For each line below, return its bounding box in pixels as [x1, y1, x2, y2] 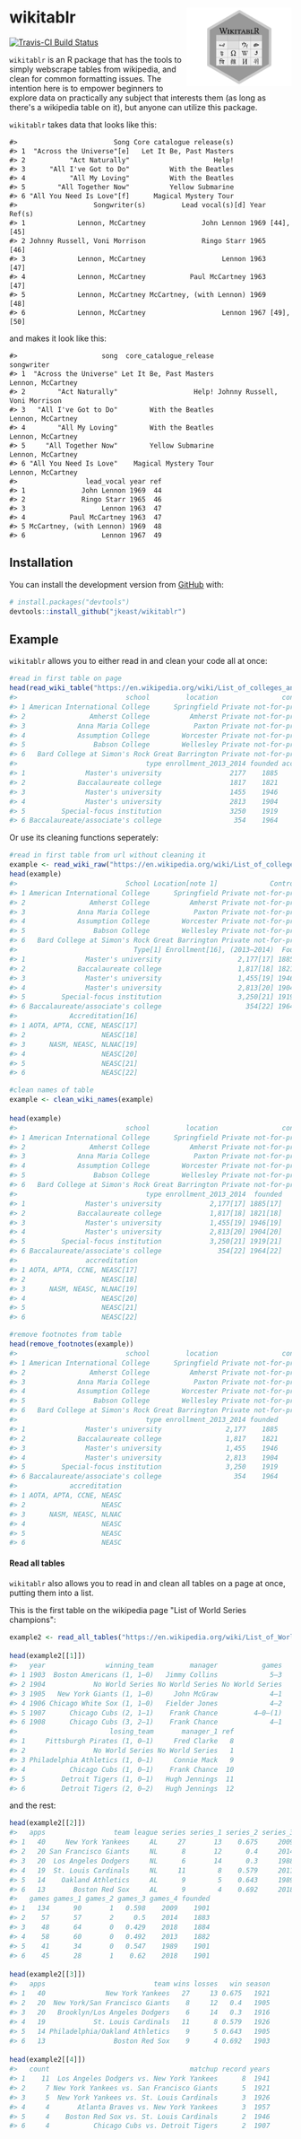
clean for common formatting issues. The [9, 73, 162, 83]
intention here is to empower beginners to [9, 83, 164, 93]
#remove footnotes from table [9, 1331, 123, 1340]
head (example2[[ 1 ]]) [9, 1652, 87, 1661]
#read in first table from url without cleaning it [9, 851, 206, 860]
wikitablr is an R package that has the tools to [9, 54, 182, 65]
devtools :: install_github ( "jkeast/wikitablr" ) [9, 607, 186, 616]
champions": [9, 1614, 56, 1625]
